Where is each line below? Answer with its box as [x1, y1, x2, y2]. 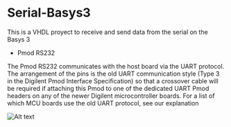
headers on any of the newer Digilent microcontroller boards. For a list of [7, 92, 215, 100]
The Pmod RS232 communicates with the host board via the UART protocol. [7, 62, 225, 70]
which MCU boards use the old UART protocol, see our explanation [7, 99, 199, 107]
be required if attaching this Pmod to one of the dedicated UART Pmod [7, 84, 209, 92]
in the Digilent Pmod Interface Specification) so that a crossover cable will [7, 76, 219, 85]
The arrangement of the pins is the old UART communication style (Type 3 [7, 69, 220, 78]
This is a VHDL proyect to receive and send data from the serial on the [7, 28, 208, 36]
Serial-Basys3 [7, 5, 92, 21]
